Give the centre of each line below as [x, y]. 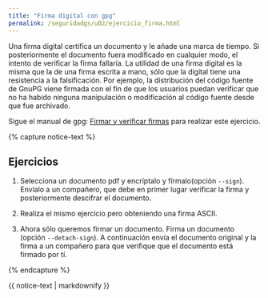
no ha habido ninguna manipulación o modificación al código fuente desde [131, 97]
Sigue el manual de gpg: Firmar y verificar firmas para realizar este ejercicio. [134, 121]
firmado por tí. [44, 255]
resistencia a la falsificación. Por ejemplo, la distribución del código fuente [131, 80]
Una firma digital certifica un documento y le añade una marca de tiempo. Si [134, 46]
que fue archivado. [39, 106]
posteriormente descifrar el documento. [86, 198]
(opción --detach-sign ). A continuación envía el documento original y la [138, 238]
